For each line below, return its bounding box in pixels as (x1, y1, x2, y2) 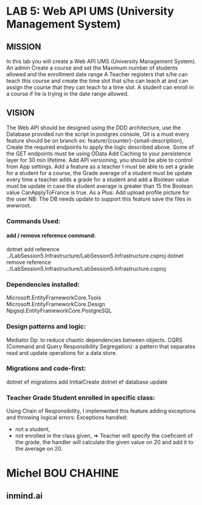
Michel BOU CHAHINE (6, 467, 119, 480)
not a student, (15, 426, 50, 433)
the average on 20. (15, 445, 63, 453)
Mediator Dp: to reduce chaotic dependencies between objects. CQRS (6, 336, 183, 343)
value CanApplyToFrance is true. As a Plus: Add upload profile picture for (6, 188, 190, 196)
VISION (6, 108, 35, 118)
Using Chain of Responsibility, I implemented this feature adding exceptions (6, 407, 196, 415)
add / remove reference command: (6, 232, 96, 239)
